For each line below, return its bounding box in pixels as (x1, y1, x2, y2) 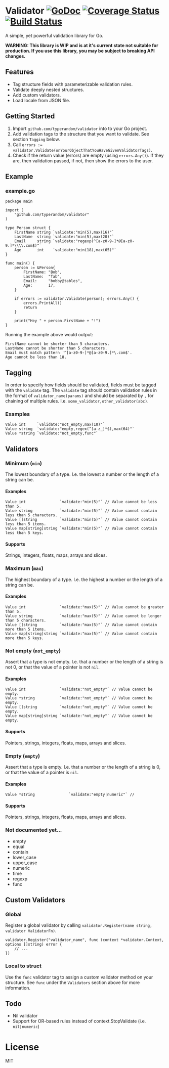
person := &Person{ (14, 265, 56, 271)
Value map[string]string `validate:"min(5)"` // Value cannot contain (5, 526, 157, 531)
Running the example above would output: (5, 332, 94, 338)
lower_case (12, 854, 36, 860)
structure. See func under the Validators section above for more (5, 979, 140, 986)
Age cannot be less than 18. (5, 354, 67, 360)
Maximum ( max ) (5, 565, 44, 572)
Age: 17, (23, 283, 56, 288)
